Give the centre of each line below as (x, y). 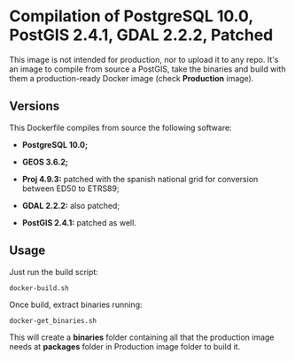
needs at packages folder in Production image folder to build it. (125, 346)
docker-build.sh (39, 288)
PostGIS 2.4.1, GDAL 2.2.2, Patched (141, 35)
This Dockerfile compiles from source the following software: (120, 127)
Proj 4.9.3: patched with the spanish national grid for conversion (140, 179)
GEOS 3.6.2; (45, 162)
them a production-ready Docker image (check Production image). (132, 78)
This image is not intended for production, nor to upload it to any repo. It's (144, 59)
